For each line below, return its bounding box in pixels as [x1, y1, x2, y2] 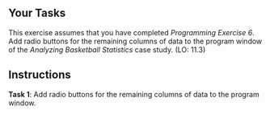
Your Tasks [8, 6, 66, 20]
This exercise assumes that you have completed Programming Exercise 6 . [8, 27, 255, 37]
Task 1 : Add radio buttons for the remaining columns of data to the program [8, 89, 260, 99]
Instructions [8, 68, 71, 82]
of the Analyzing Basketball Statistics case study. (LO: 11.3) [8, 44, 206, 55]
